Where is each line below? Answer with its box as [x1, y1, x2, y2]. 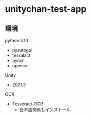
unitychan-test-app [5, 3, 87, 15]
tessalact [12, 53, 31, 58]
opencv [12, 63, 28, 68]
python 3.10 [5, 38, 28, 43]
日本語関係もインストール [19, 107, 71, 113]
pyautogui [12, 47, 33, 53]
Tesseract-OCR [12, 101, 43, 107]
